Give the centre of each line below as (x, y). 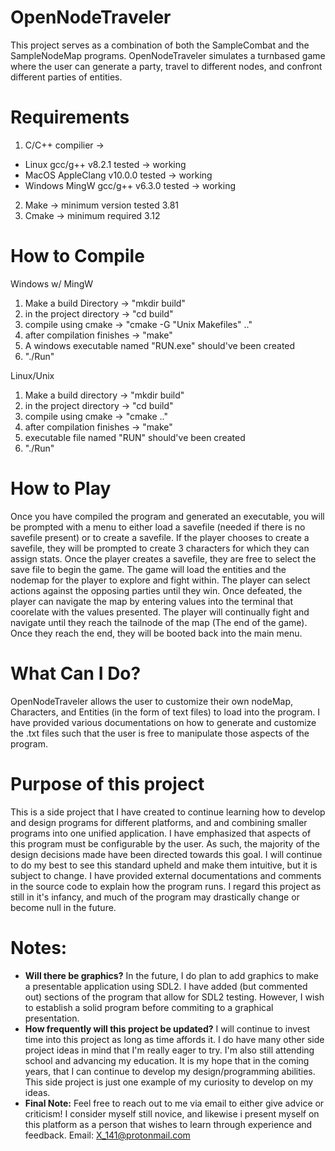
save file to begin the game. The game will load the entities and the (148, 569)
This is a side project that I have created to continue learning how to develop (168, 812)
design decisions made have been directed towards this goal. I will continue (166, 854)
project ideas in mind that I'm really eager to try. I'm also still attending (169, 1050)
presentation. (52, 1018)
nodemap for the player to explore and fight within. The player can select (160, 580)
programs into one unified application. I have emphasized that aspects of (161, 833)
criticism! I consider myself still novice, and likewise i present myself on (172, 1113)
